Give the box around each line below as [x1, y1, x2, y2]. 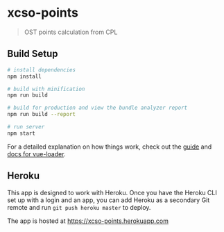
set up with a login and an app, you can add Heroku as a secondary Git [7, 196, 210, 204]
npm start [7, 130, 36, 137]
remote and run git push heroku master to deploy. [7, 203, 151, 211]
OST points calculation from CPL [24, 28, 118, 36]
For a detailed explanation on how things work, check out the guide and [7, 142, 212, 151]
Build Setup [7, 48, 58, 60]
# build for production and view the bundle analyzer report [7, 104, 188, 112]
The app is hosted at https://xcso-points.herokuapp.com [7, 217, 169, 225]
